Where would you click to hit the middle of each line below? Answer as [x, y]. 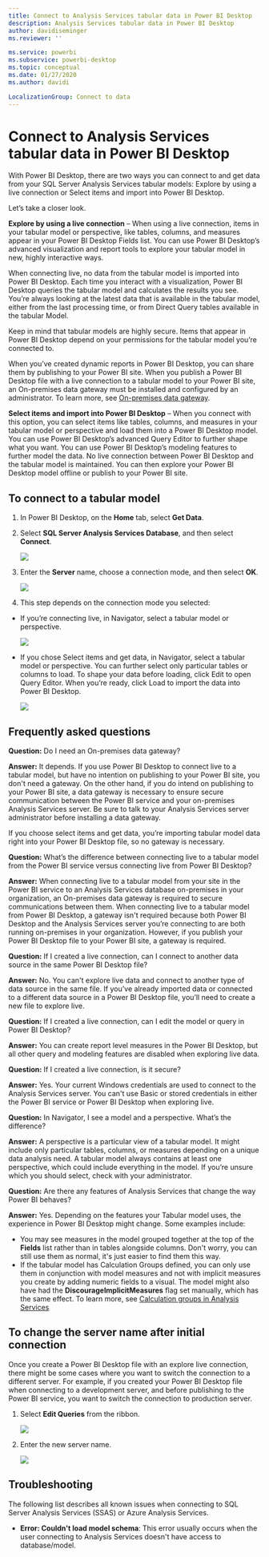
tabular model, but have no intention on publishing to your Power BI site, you [134, 775]
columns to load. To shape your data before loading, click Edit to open [135, 675]
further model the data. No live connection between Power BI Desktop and [131, 456]
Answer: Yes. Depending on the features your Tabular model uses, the [125, 1216]
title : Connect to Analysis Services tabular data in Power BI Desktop [130, 16]
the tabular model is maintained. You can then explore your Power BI [121, 465]
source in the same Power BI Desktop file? [78, 965]
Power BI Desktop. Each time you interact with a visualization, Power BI [125, 282]
